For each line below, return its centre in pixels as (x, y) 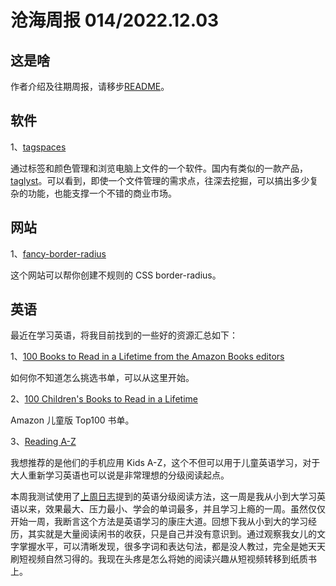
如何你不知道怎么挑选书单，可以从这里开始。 (102, 378)
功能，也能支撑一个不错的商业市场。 (102, 193)
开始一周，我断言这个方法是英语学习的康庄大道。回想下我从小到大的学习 (159, 522)
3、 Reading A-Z (43, 442)
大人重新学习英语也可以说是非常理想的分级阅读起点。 (120, 475)
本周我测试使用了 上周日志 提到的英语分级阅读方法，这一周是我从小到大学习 (163, 497)
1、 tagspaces (38, 147)
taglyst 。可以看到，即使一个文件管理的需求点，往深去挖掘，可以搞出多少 (160, 180)
